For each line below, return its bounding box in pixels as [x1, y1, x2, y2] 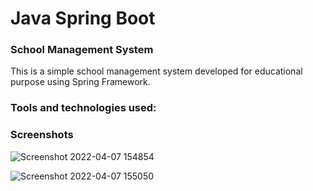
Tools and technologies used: [10, 101, 157, 115]
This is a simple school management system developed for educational [10, 65, 303, 77]
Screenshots [10, 128, 74, 142]
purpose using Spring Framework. [10, 76, 151, 88]
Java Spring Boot [10, 7, 156, 30]
